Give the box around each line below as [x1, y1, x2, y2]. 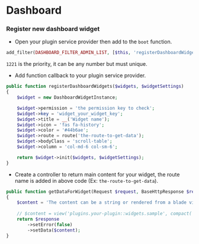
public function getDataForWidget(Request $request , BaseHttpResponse [6, 188, 184, 195]
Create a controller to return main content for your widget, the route [14, 170, 180, 178]
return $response [17, 216, 60, 223]
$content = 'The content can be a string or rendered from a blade [17, 199, 187, 205]
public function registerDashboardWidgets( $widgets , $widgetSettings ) [6, 84, 184, 90]
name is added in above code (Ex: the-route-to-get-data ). [14, 177, 159, 184]
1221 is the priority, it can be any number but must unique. [6, 61, 147, 68]
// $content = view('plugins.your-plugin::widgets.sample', [17, 211, 168, 217]
